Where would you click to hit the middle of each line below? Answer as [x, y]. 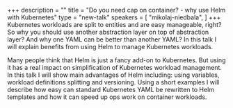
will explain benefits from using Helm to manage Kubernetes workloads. [110, 47]
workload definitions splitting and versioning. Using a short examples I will [113, 82]
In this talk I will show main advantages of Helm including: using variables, [113, 75]
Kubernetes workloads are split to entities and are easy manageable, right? [114, 25]
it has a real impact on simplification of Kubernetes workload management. [115, 67]
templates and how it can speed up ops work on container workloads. [107, 97]
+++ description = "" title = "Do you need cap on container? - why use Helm [116, 10]
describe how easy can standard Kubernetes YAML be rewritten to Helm [111, 90]
